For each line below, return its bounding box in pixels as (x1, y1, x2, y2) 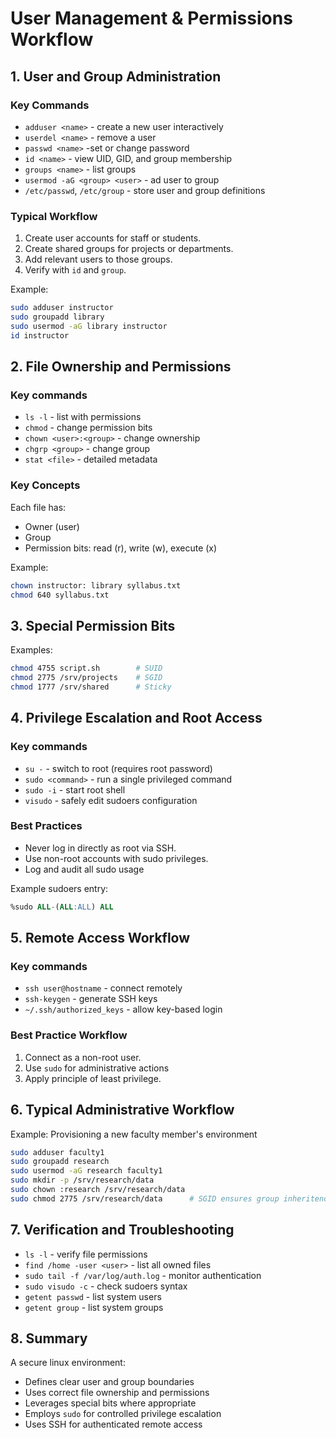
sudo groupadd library (10, 312, 105, 322)
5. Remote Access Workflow (10, 930, 191, 947)
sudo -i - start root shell (24, 783, 126, 796)
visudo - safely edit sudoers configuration (24, 794, 198, 806)
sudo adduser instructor (10, 303, 114, 313)
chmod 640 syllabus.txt (10, 590, 110, 600)
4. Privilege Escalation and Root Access (10, 710, 263, 727)
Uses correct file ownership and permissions (24, 1387, 210, 1399)
